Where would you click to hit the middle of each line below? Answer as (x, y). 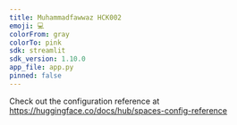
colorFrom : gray (39, 34)
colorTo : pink (36, 42)
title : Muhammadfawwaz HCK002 (66, 17)
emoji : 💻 (27, 26)
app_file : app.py (42, 68)
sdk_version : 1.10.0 (48, 59)
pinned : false (36, 76)
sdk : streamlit (38, 51)
